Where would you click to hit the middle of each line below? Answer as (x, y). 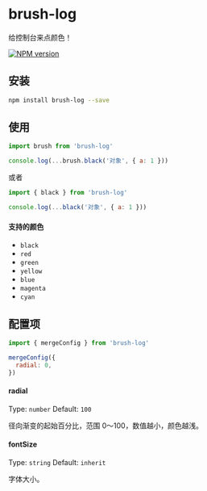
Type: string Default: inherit (57, 462)
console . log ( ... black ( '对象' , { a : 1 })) (78, 208)
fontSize (23, 444)
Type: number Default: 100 (50, 409)
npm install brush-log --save (59, 100)
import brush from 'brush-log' (61, 146)
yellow (31, 271)
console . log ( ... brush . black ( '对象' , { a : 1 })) (89, 161)
